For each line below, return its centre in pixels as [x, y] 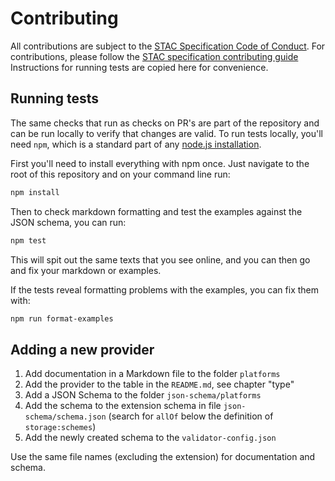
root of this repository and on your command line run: [120, 174]
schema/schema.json [65, 417]
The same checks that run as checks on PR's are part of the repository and [165, 123]
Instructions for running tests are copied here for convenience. [139, 67]
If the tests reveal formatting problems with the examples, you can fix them [165, 289]
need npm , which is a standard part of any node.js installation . [136, 144]
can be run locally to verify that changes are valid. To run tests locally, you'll [166, 133]
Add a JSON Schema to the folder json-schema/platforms [143, 395]
